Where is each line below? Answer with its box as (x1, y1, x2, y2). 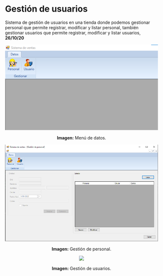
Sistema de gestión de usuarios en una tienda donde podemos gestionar (5, 19, 150, 25)
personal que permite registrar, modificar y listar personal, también (5, 24, 139, 30)
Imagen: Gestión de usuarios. (51, 266, 112, 272)
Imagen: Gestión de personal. (51, 246, 112, 252)
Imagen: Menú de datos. (56, 135, 107, 141)
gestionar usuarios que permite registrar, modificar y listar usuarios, (5, 30, 141, 35)
